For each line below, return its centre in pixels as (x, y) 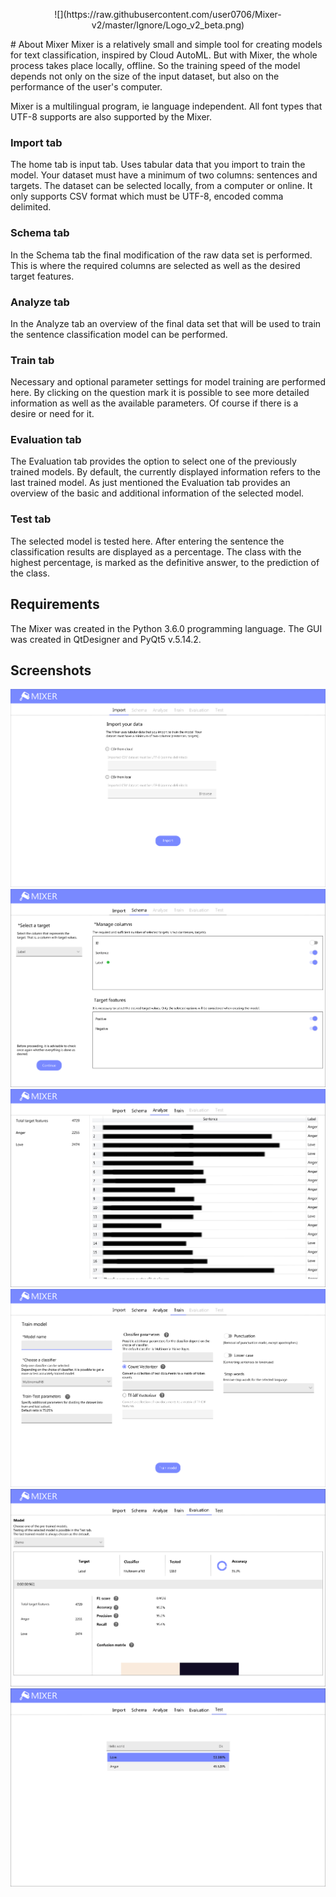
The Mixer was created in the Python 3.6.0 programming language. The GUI (166, 628)
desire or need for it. (52, 414)
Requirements (55, 604)
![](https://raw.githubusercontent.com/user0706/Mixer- (168, 14)
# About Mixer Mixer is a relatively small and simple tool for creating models (166, 44)
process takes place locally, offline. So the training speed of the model (155, 65)
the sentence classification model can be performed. (119, 334)
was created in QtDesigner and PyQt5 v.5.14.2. (106, 639)
